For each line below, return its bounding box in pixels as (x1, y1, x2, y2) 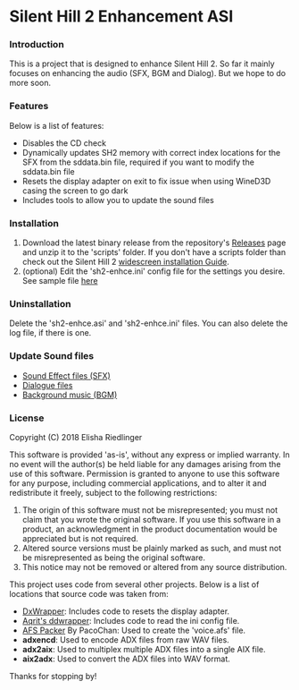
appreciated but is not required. (21, 532, 138, 543)
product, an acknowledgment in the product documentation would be (21, 524, 278, 534)
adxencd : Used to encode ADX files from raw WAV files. (21, 634, 229, 645)
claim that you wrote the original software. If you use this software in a (21, 514, 281, 524)
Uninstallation (9, 298, 71, 310)
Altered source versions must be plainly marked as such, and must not (21, 542, 282, 553)
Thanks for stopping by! (9, 670, 97, 681)
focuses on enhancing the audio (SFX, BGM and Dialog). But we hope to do (9, 68, 287, 79)
